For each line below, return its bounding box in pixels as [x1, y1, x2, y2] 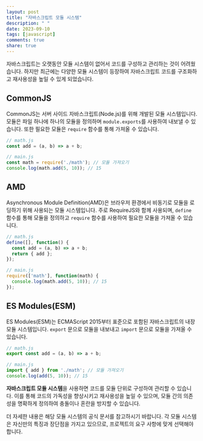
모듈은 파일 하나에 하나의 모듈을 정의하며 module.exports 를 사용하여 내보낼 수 [6, 118, 190, 125]
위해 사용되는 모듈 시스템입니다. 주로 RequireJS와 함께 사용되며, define [22, 206, 192, 214]
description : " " [6, 20, 50, 26]
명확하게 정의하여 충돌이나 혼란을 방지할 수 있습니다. [17, 400, 141, 407]
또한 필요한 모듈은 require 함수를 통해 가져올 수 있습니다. [24, 125, 159, 132]
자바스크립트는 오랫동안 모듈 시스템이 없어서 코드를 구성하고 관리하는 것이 [6, 60, 180, 67]
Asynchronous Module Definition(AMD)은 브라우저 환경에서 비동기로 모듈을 [6, 198, 189, 206]
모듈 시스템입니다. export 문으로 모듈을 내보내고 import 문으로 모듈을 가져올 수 [6, 325, 192, 332]
